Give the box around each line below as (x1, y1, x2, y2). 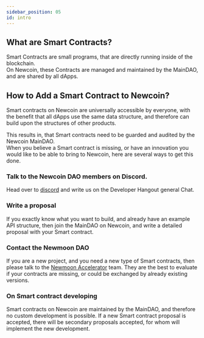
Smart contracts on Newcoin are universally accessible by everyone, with (6, 107, 191, 114)
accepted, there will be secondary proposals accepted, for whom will (6, 319, 180, 326)
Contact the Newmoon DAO (6, 243, 90, 252)
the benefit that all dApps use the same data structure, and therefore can (6, 113, 189, 121)
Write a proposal (6, 202, 57, 210)
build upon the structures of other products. (6, 119, 117, 127)
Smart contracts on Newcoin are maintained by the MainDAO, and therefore (6, 306, 196, 313)
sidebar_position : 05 (6, 9, 62, 15)
